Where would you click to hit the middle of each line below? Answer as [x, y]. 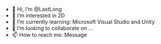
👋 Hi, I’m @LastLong [37, 9]
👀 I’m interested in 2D [38, 15]
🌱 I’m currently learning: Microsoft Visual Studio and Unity [83, 22]
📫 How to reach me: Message [49, 35]
